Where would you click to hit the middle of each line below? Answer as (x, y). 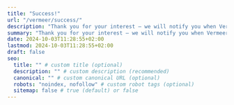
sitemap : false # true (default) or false (76, 90)
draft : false (26, 52)
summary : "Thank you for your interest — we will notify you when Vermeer (118, 33)
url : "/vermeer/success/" (45, 20)
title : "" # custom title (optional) (68, 65)
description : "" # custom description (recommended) (92, 71)
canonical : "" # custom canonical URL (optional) (87, 78)
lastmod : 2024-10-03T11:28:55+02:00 (60, 46)
